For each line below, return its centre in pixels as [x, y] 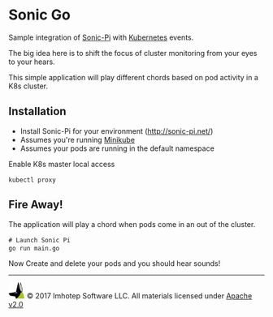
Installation [37, 111]
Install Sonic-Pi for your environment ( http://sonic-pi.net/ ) [117, 131]
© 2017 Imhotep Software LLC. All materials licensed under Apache [139, 296]
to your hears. [32, 62]
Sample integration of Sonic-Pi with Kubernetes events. [101, 37]
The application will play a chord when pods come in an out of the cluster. [132, 224]
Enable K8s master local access [62, 164]
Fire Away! [36, 205]
